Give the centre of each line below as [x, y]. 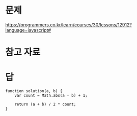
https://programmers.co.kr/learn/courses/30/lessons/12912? [69, 25]
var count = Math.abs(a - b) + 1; [51, 96]
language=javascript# [28, 30]
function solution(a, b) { [34, 91]
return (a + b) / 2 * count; [45, 104]
